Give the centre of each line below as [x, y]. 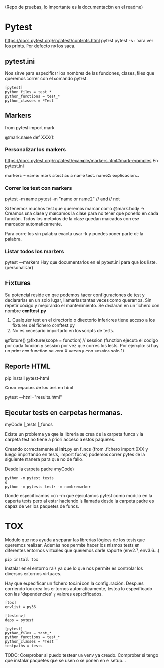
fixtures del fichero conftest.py [43, 325]
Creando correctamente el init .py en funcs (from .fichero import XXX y [77, 449]
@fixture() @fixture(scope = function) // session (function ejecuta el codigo [82, 340]
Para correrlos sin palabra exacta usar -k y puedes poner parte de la [74, 234]
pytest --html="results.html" [34, 397]
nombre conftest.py [26, 311]
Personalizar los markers [36, 150]
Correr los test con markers [39, 188]
